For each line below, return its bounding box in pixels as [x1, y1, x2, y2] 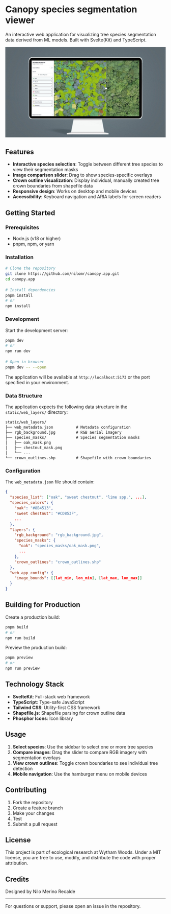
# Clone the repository [5, 266, 56, 271]
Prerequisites [5, 224, 39, 231]
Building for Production [5, 600, 80, 609]
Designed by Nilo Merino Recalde [5, 888, 75, 895]
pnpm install [5, 293, 33, 298]
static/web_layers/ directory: [5, 409, 68, 415]
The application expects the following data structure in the [5, 404, 128, 410]
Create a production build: [5, 614, 60, 620]
